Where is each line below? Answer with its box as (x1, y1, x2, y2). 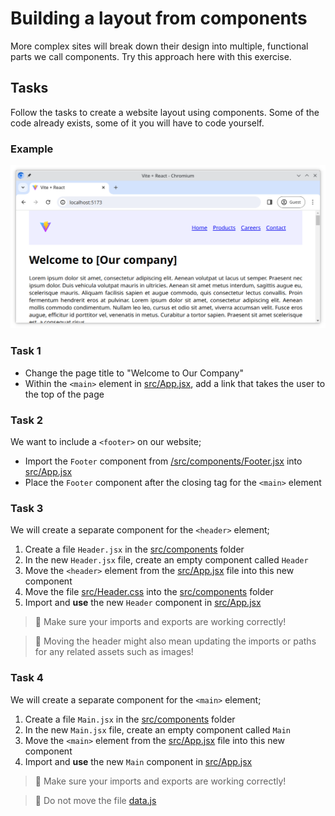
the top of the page (24, 388, 105, 400)
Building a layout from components (10, 7, 308, 30)
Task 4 (10, 671, 44, 685)
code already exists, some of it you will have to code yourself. (10, 117, 265, 129)
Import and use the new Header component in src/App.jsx (24, 597, 262, 609)
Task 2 (10, 413, 44, 427)
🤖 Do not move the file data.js (34, 794, 157, 806)
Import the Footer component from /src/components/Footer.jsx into (24, 455, 303, 467)
